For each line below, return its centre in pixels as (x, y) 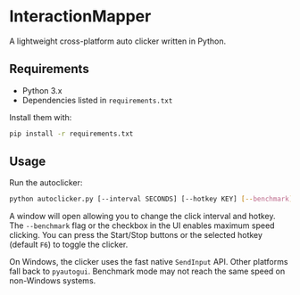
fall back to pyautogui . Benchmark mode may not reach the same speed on (147, 271)
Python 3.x (42, 90)
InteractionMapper (80, 16)
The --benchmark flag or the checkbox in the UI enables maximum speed (142, 225)
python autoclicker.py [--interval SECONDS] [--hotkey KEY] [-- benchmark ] (151, 199)
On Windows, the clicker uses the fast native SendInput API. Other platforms (149, 262)
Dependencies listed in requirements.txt (97, 100)
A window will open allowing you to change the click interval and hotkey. (142, 217)
